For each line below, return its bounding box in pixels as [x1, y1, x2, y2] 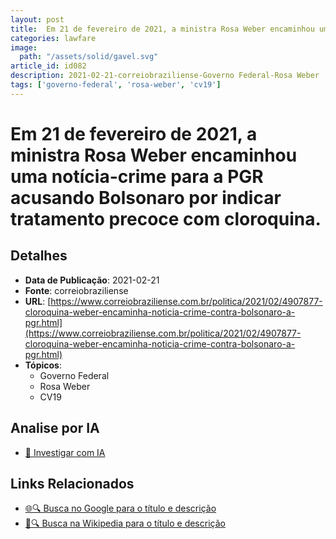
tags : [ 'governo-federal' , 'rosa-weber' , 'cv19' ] [10, 80, 222, 90]
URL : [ [24, 295, 52, 307]
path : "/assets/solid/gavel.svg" [19, 52, 159, 62]
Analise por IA [10, 420, 100, 437]
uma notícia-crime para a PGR [10, 165, 264, 188]
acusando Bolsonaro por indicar [10, 186, 282, 209]
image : [10, 42, 38, 53]
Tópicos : [24, 359, 62, 371]
